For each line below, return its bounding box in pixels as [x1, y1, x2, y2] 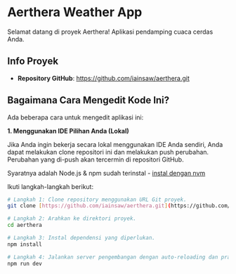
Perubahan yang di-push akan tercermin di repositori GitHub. [7, 155, 184, 164]
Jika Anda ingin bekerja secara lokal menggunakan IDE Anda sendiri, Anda [7, 140, 223, 148]
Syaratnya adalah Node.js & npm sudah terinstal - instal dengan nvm [7, 169, 206, 177]
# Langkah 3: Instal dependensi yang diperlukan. [7, 235, 156, 242]
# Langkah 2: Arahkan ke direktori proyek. [7, 215, 137, 222]
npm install [7, 240, 42, 248]
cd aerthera [7, 222, 42, 229]
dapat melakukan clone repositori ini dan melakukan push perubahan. [7, 148, 209, 156]
